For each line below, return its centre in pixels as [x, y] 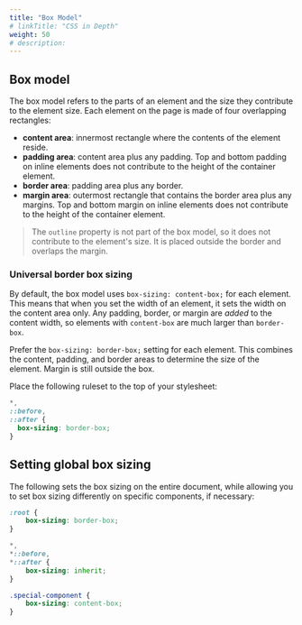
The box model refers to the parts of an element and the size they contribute [151, 101]
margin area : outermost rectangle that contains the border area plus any [157, 196]
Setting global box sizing [80, 465]
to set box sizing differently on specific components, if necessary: [132, 496]
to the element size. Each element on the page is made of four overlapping [148, 111]
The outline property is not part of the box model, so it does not [151, 232]
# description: [38, 43]
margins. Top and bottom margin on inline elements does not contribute [155, 205]
